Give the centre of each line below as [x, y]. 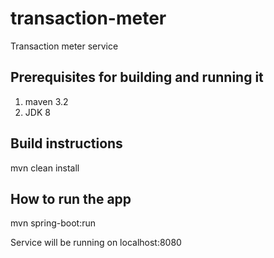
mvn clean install [45, 168]
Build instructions [66, 143]
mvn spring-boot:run [53, 223]
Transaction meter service [64, 46]
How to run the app [71, 198]
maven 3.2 [46, 101]
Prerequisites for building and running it [137, 77]
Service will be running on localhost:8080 [96, 243]
